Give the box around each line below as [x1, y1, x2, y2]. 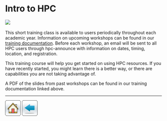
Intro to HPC [5, 3, 56, 14]
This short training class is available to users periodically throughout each [5, 29, 157, 35]
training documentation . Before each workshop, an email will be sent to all [5, 40, 157, 46]
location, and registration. [5, 51, 58, 57]
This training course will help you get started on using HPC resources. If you [5, 60, 162, 66]
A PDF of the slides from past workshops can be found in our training [5, 80, 147, 86]
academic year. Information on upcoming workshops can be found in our [5, 35, 155, 41]
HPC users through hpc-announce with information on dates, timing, [5, 45, 146, 51]
